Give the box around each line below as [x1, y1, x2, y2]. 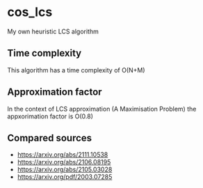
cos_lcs [7, 4, 53, 20]
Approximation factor [7, 86, 102, 98]
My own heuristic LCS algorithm [7, 27, 99, 36]
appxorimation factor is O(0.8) [7, 112, 94, 120]
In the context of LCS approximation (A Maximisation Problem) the [7, 104, 197, 113]
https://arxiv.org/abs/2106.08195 [17, 158, 111, 166]
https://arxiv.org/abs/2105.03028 [17, 165, 113, 174]
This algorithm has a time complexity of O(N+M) [7, 65, 145, 74]
